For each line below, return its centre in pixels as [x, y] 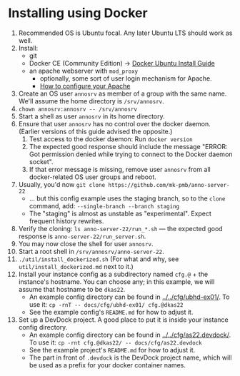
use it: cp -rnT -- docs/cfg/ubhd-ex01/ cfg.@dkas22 [106, 304]
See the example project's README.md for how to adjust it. [112, 350]
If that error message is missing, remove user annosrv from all [120, 169]
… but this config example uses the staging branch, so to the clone [127, 198]
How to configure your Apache [85, 86]
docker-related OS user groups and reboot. [92, 177]
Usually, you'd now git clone [62, 184]
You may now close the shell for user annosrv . [86, 243]
